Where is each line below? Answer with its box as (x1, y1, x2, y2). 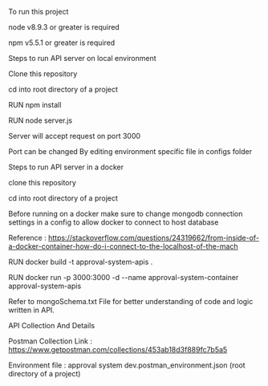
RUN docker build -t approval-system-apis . (8, 257, 153, 266)
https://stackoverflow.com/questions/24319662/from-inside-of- (47, 233, 259, 242)
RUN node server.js (8, 116, 73, 125)
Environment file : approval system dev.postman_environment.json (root (8, 360, 246, 370)
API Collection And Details (8, 321, 95, 330)
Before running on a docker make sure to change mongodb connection (8, 209, 243, 218)
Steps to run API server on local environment (8, 54, 156, 63)
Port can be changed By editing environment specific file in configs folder (8, 147, 253, 156)
